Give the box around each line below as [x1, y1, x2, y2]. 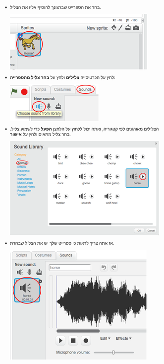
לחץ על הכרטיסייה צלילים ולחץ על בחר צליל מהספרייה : [9, 74, 115, 80]
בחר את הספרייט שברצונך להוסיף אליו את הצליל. [9, 4, 102, 10]
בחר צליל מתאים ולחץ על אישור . [9, 131, 71, 137]
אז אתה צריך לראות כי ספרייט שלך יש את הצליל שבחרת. [9, 240, 114, 246]
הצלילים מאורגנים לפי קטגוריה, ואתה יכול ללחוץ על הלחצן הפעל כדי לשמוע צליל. [9, 126, 159, 132]
